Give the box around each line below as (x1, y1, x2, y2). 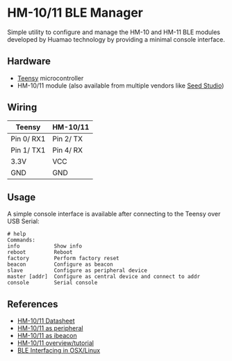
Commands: (7, 236, 36, 244)
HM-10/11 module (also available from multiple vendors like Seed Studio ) (17, 81, 224, 90)
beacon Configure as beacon (7, 261, 113, 268)
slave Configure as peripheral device (7, 267, 148, 274)
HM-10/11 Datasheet (17, 316, 75, 325)
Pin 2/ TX (51, 134, 83, 143)
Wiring (7, 102, 38, 113)
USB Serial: (7, 217, 40, 225)
